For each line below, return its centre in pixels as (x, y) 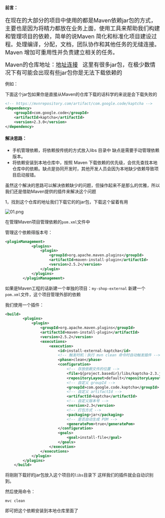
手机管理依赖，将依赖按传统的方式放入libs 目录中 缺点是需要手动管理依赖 (86, 150)
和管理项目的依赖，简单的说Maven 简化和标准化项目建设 (78, 37)
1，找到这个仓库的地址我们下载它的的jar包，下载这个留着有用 (67, 202)
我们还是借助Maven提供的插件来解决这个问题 (51, 191)
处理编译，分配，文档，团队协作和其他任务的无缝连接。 (88, 45)
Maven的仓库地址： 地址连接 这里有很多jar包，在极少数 (78, 65)
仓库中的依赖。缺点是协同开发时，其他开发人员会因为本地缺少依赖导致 (83, 168)
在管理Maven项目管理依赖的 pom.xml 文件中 (48, 222)
